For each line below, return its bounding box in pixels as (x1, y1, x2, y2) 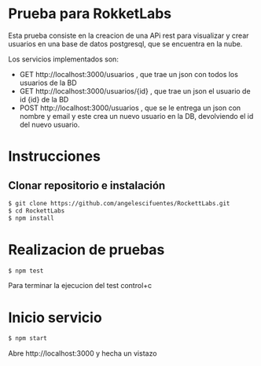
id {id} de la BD (19, 94, 69, 104)
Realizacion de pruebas (8, 241, 165, 258)
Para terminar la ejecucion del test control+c (8, 281, 153, 290)
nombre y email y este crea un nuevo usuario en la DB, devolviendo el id (19, 111, 254, 120)
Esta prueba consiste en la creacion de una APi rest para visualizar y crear (8, 31, 249, 40)
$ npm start (8, 335, 47, 342)
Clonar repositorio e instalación (8, 179, 166, 192)
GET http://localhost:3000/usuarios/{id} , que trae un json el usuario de (19, 86, 251, 95)
